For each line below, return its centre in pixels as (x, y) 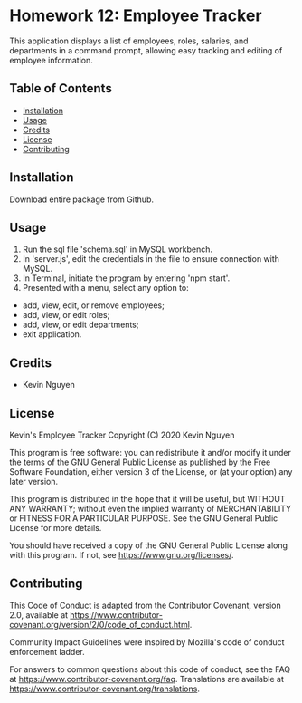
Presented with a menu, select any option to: (106, 288)
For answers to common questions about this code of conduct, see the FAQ (150, 669)
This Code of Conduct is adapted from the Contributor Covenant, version (146, 605)
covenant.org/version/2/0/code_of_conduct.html (99, 624)
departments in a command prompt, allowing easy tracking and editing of (146, 50)
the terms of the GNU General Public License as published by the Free (140, 462)
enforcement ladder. (47, 651)
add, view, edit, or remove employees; (93, 305)
